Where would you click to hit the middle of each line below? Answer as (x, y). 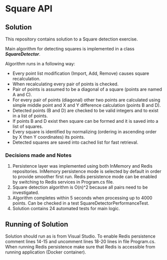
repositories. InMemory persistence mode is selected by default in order (87, 171)
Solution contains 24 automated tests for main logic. (66, 209)
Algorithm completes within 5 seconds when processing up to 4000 (82, 198)
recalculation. (26, 79)
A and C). (22, 95)
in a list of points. (30, 116)
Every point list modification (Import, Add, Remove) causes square (81, 73)
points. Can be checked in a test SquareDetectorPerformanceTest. (81, 203)
